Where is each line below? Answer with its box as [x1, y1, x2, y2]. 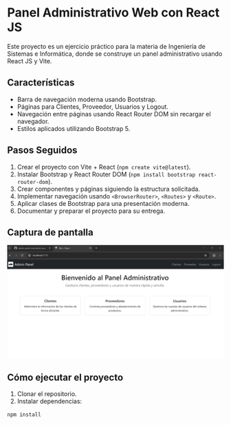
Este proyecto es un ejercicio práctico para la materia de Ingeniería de [7, 42, 206, 50]
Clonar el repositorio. [16, 390, 77, 398]
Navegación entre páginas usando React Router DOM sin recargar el [16, 110, 211, 118]
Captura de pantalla [7, 226, 94, 238]
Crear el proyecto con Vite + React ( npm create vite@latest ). [16, 163, 191, 171]
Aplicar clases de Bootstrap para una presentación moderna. [16, 199, 190, 207]
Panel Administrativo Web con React [7, 5, 220, 21]
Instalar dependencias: [16, 397, 82, 406]
